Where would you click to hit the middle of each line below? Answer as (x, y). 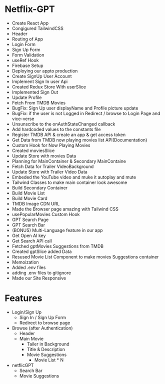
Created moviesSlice (33, 150)
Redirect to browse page (45, 322)
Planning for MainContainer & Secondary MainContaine (69, 161)
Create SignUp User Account (42, 76)
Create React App (30, 23)
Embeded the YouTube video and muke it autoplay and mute (74, 177)
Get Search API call (32, 240)
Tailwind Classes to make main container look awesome (69, 182)
